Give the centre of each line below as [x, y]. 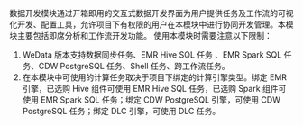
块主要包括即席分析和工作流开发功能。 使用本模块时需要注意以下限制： [141, 36]
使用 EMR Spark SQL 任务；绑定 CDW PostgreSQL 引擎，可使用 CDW [151, 100]
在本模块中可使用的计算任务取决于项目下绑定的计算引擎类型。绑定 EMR [154, 77]
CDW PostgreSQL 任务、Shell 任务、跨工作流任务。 [134, 66]
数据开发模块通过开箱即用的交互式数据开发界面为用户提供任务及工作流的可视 [151, 13]
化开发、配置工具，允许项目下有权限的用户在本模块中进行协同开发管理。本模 [151, 24]
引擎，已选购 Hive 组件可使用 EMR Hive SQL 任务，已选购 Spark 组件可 [154, 89]
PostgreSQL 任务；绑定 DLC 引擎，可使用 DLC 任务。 [121, 111]
